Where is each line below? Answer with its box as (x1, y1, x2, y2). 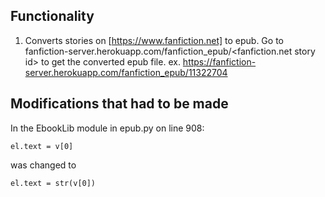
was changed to (10, 159, 77, 171)
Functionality (10, 8, 95, 25)
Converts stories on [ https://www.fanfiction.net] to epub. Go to (24, 34, 284, 46)
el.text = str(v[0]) (10, 178, 97, 188)
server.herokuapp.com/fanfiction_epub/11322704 (24, 66, 228, 78)
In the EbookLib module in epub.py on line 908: (10, 122, 205, 134)
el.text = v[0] (10, 141, 74, 151)
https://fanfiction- (182, 55, 257, 68)
